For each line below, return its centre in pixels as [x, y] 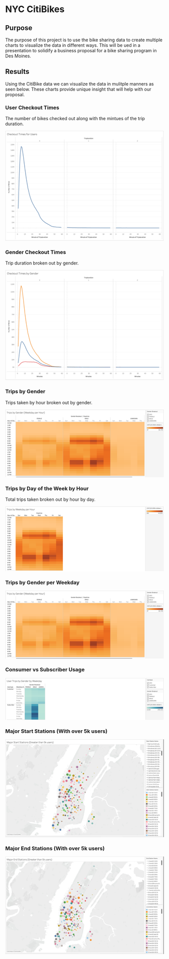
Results [17, 72]
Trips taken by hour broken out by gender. [49, 402]
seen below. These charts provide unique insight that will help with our [78, 89]
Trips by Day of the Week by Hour [47, 489]
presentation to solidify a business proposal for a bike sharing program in [81, 51]
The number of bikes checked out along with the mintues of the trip [75, 119]
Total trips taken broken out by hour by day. [50, 499]
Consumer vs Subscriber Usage [45, 670]
